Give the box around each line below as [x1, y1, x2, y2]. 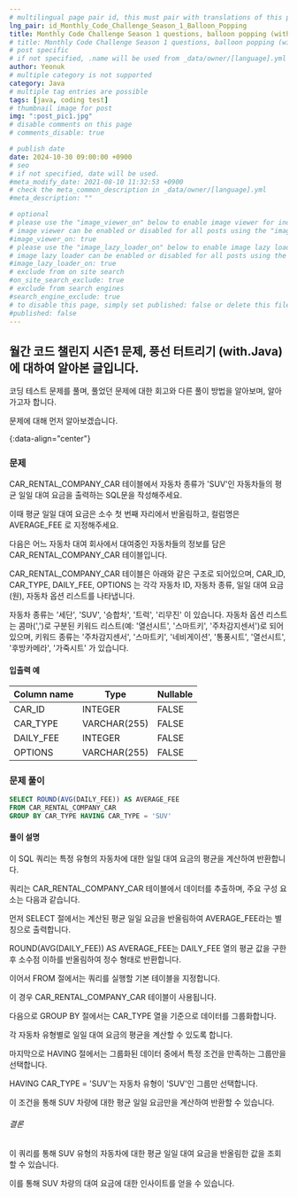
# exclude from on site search [9, 268, 125, 277]
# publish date [9, 145, 65, 153]
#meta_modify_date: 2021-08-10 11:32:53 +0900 [9, 177, 184, 186]
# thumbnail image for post [9, 104, 113, 113]
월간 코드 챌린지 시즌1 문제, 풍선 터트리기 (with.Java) [9, 343, 283, 359]
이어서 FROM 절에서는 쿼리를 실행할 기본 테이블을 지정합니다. [9, 973, 221, 983]
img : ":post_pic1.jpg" [9, 112, 93, 121]
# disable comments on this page [9, 121, 133, 129]
